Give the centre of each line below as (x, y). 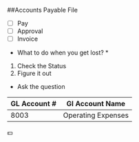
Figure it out (34, 73)
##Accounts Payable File (42, 10)
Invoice (28, 39)
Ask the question (41, 87)
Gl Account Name (96, 104)
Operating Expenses (96, 115)
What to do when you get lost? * (63, 53)
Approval (30, 31)
